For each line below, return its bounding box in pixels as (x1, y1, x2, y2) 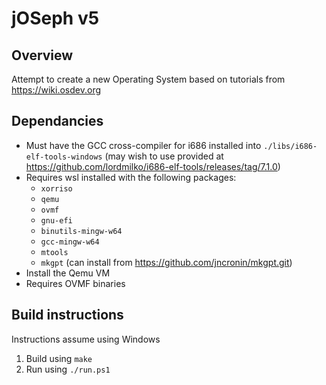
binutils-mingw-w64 (40, 226, 123, 236)
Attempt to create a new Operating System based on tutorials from (11, 73, 286, 85)
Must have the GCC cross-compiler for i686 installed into (25, 139, 262, 151)
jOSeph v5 (11, 7, 100, 30)
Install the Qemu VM (25, 267, 111, 279)
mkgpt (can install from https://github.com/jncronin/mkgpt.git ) (40, 256, 293, 268)
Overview (11, 47, 74, 64)
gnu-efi (40, 215, 73, 226)
